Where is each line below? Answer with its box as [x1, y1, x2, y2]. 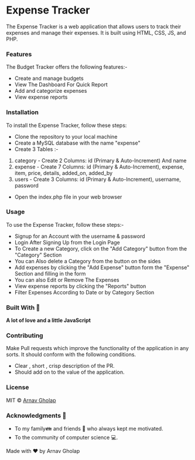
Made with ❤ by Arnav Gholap [6, 448, 80, 455]
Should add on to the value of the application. [14, 368, 125, 376]
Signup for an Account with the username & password [14, 233, 145, 240]
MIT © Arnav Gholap [6, 397, 56, 404]
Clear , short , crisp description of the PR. [14, 362, 115, 370]
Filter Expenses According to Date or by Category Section [14, 288, 155, 296]
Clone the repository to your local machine [14, 133, 118, 140]
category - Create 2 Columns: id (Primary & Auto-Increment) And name [14, 157, 187, 164]
